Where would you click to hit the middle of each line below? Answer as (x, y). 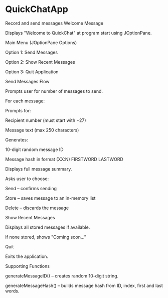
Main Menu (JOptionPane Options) (41, 42)
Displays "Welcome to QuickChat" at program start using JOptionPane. (78, 33)
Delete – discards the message (37, 208)
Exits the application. (27, 256)
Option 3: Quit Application (32, 72)
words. (12, 291)
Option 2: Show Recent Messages (40, 62)
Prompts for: (18, 110)
